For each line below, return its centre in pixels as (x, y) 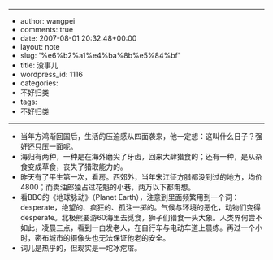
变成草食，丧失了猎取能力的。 (77, 167)
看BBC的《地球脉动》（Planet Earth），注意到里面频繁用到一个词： (130, 197)
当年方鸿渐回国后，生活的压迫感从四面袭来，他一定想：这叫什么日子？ (138, 136)
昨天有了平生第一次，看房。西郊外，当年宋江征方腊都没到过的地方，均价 (141, 177)
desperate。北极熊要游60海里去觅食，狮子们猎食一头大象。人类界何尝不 (141, 217)
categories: (39, 83)
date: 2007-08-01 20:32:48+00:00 (78, 38)
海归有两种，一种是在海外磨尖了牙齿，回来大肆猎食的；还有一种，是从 (138, 156)
